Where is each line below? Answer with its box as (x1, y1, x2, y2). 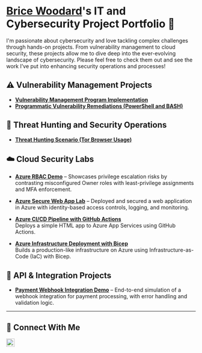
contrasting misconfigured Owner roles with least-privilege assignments (14, 180, 194, 187)
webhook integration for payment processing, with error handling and (14, 293, 188, 300)
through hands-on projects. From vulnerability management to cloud (6, 43, 176, 51)
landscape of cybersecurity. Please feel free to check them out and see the (6, 56, 193, 63)
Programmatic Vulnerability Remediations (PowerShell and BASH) (14, 102, 183, 110)
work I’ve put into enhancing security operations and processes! (6, 62, 166, 70)
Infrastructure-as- (149, 246, 194, 254)
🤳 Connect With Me (6, 322, 81, 333)
